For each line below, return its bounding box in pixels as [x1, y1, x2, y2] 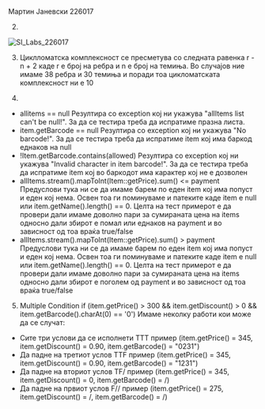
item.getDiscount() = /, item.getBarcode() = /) [19, 392, 168, 401]
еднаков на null [19, 143, 72, 151]
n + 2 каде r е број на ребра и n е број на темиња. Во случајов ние [19, 61, 245, 71]
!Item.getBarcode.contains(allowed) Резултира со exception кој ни [19, 151, 239, 160]
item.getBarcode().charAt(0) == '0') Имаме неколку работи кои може [19, 309, 252, 319]
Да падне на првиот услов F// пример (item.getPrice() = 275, [19, 384, 224, 393]
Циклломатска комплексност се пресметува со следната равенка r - [19, 53, 255, 62]
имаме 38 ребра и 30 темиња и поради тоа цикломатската [19, 70, 221, 78]
